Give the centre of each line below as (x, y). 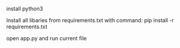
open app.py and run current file (47, 38)
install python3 (25, 9)
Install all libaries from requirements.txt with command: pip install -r (90, 20)
